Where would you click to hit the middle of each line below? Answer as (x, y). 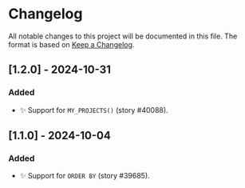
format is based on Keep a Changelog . (71, 44)
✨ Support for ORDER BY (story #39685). (85, 176)
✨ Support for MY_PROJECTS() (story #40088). (94, 110)
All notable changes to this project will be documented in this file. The (123, 36)
